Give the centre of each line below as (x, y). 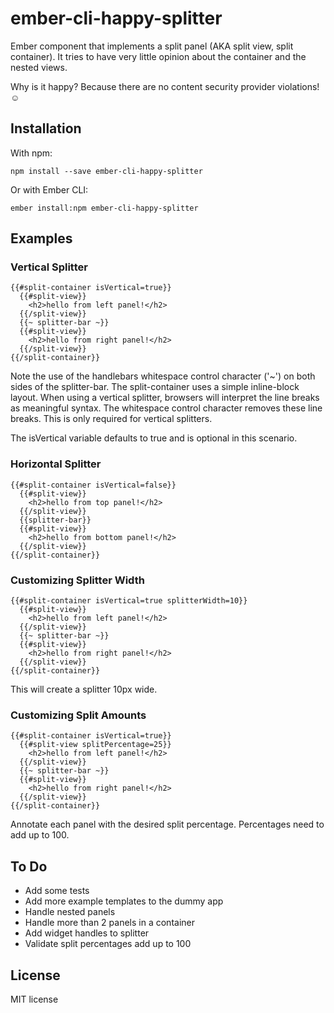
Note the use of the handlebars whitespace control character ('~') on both (163, 376)
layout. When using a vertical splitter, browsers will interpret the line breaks (165, 398)
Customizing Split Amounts (78, 715)
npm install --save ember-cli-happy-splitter (106, 171)
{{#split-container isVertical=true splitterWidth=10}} (129, 601)
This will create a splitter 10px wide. (84, 689)
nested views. (39, 67)
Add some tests (57, 891)
